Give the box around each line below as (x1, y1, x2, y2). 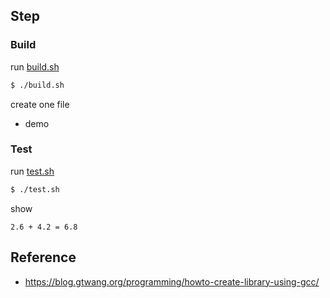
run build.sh (10, 60, 60, 73)
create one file (10, 98, 70, 110)
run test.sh (10, 165, 55, 177)
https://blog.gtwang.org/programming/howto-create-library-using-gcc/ (24, 275, 320, 288)
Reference (10, 249, 77, 266)
